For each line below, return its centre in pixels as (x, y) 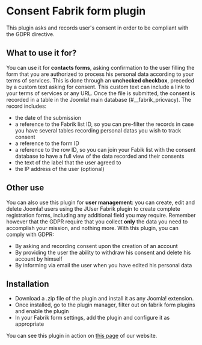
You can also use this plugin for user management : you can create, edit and (101, 202)
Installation (28, 284)
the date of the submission (48, 117)
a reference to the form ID (47, 143)
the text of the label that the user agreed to (68, 162)
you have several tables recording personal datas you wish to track (98, 130)
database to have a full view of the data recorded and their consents (99, 156)
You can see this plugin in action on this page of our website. (82, 336)
